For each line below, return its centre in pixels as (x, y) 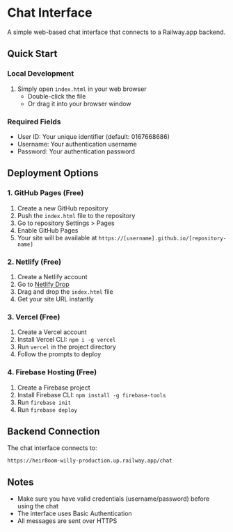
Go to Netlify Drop (43, 284)
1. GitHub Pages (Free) (46, 193)
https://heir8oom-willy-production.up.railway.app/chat (90, 461)
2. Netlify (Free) (34, 262)
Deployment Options (53, 173)
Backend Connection (54, 431)
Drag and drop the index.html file (65, 291)
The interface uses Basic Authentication (74, 514)
